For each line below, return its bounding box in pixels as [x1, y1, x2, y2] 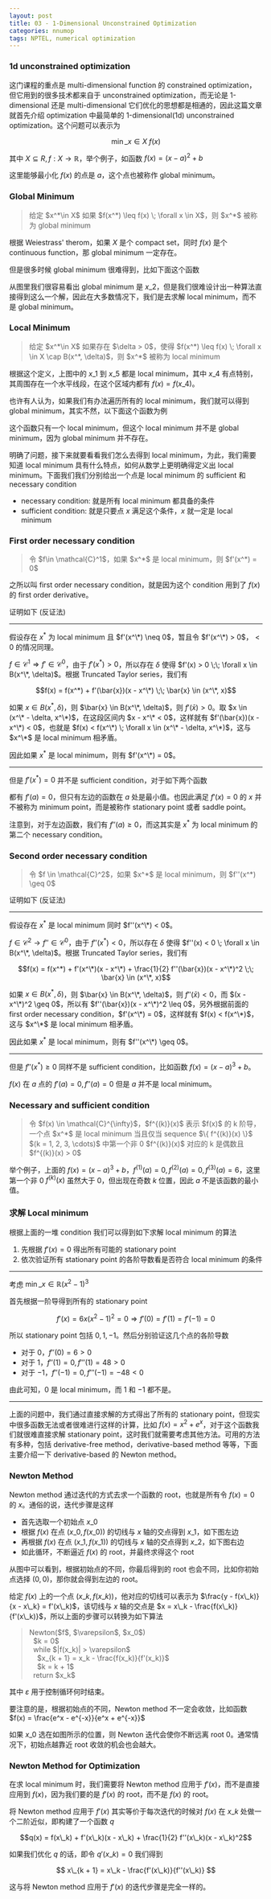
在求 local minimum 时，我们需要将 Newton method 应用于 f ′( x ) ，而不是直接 [9, 1779, 261, 1790]
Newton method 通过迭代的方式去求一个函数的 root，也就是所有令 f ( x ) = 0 [9, 1490, 255, 1499]
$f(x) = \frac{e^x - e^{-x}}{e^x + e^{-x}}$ [9, 1712, 146, 1722]
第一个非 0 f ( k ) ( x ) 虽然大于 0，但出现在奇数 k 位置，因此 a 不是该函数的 [9, 1174, 244, 1185]
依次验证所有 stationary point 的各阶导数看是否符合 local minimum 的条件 [20, 1254, 263, 1264]
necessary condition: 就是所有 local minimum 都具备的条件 [20, 495, 216, 505]
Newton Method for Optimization [9, 1760, 141, 1771]
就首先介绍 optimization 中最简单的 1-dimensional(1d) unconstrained [9, 110, 235, 120]
